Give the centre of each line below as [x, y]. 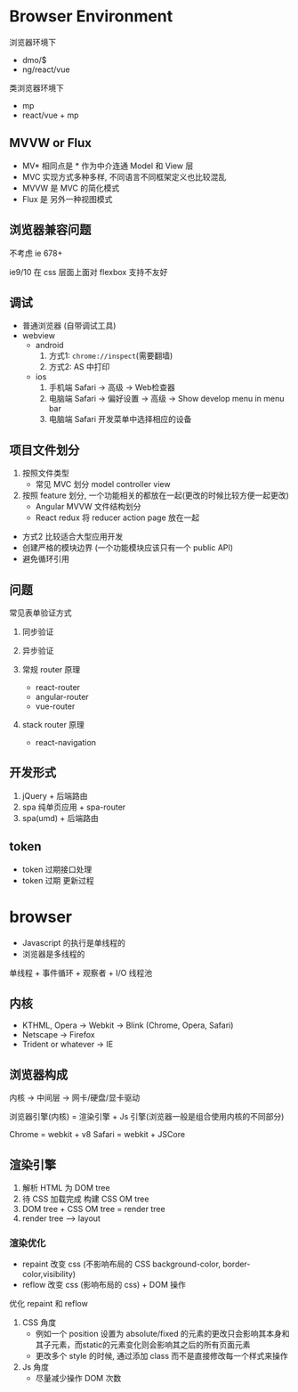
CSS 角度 [39, 1323]
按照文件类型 [45, 473]
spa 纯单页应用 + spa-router [74, 807]
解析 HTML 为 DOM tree [66, 1188]
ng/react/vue [46, 69]
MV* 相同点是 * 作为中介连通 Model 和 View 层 [108, 166]
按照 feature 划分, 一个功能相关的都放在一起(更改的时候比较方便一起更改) [155, 495]
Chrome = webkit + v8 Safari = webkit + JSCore [97, 1135]
